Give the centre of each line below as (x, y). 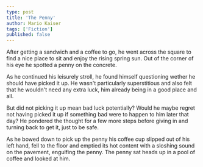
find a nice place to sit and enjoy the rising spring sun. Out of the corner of (100, 59)
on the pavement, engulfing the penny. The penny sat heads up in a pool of (101, 152)
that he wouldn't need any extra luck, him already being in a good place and (101, 90)
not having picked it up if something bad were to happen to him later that (98, 115)
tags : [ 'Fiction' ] (30, 29)
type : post (20, 12)
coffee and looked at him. (38, 158)
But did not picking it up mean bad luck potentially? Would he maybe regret (101, 108)
